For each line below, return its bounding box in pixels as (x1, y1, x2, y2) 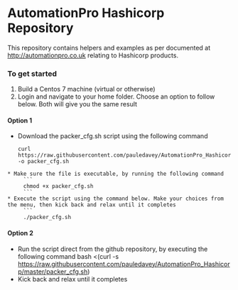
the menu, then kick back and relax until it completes (7, 201, 176, 208)
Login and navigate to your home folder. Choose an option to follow (17, 92, 215, 101)
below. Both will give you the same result (17, 100, 137, 108)
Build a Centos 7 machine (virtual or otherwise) (17, 85, 156, 94)
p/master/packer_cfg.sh (17, 267, 88, 276)
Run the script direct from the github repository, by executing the (17, 245, 208, 253)
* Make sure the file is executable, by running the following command (7, 170, 224, 178)
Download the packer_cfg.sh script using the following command (17, 132, 208, 140)
